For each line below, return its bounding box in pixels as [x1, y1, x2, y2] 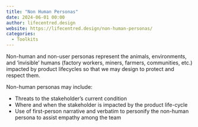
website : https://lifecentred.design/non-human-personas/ [6, 25, 153, 32]
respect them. [6, 72, 40, 79]
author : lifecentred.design [6, 20, 76, 26]
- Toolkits [11, 36, 39, 42]
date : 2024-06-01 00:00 [6, 14, 65, 20]
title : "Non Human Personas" [6, 8, 78, 15]
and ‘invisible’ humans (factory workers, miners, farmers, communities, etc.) [6, 59, 193, 66]
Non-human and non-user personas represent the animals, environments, [6, 53, 187, 60]
